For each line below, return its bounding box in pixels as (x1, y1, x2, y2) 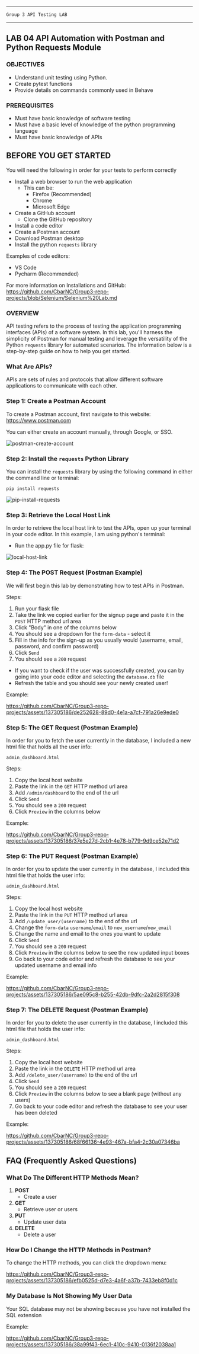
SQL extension (6, 1311, 42, 1318)
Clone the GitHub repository (23, 216, 92, 223)
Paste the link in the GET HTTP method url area (14, 783, 128, 790)
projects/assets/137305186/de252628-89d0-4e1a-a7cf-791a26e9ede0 (6, 709, 179, 716)
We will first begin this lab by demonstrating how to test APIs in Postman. (6, 582, 185, 589)
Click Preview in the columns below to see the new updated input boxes (14, 949, 190, 956)
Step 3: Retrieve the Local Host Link (6, 511, 111, 519)
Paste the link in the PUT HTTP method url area (14, 911, 128, 918)
